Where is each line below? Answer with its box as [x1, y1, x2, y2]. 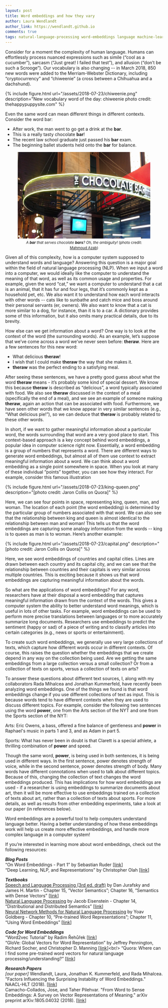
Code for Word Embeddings [5, 929, 64, 935]
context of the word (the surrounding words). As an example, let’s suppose [5, 333, 159, 339]
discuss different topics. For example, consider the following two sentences [5, 702, 161, 708]
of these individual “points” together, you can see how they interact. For [5, 469, 153, 475]
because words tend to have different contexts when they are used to [5, 697, 148, 703]
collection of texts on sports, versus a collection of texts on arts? [5, 665, 138, 671]
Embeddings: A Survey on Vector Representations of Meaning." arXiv [5, 992, 147, 998]
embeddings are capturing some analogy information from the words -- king [5, 526, 162, 532]
